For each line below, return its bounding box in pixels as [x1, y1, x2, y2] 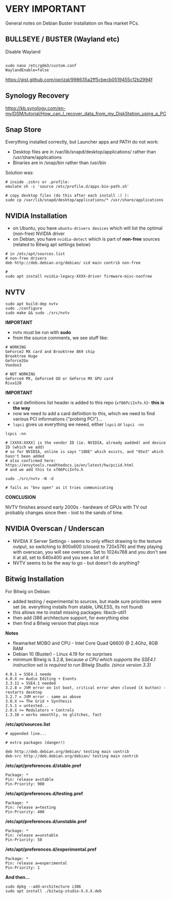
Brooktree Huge [5, 354, 38, 359]
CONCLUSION [5, 494, 36, 500]
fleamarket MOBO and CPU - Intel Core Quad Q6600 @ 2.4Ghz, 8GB [12, 640, 158, 646]
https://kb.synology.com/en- [5, 105, 66, 111]
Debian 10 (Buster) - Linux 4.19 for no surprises [12, 651, 113, 657]
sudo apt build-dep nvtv [5, 301, 58, 306]
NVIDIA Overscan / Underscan [5, 524, 104, 533]
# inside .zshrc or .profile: [5, 180, 70, 185]
